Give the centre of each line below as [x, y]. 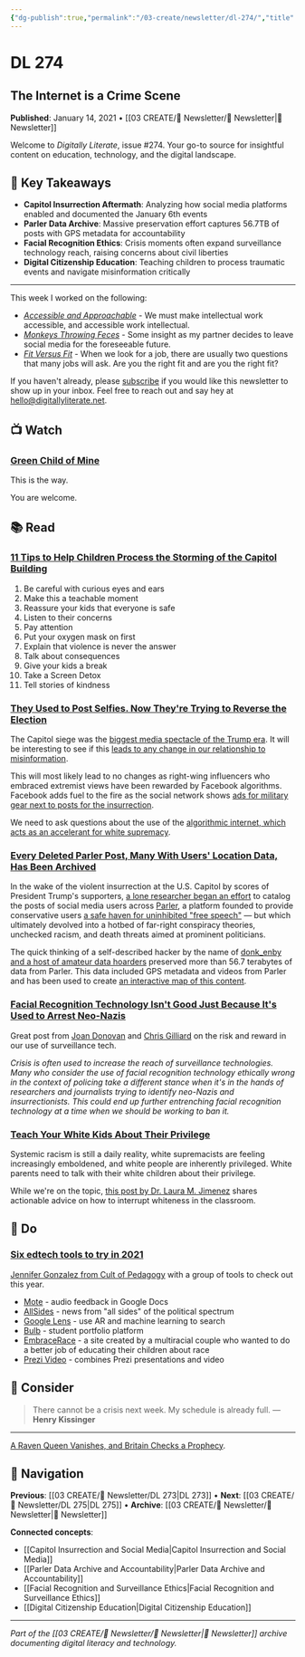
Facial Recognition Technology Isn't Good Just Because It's [143, 1004]
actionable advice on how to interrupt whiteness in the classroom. [133, 1200]
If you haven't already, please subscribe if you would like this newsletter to [149, 381]
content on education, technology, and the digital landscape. [124, 154]
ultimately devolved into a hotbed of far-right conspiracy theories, [133, 925]
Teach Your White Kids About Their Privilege [110, 1135]
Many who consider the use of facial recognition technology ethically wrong [152, 1072]
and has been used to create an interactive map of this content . [129, 981]
